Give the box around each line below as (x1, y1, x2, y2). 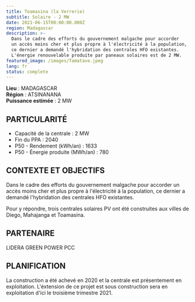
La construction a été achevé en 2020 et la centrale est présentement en (6, 277, 182, 284)
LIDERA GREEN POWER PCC (6, 244, 75, 251)
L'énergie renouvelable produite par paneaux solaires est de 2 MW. (11, 52, 182, 58)
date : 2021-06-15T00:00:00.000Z (6, 19, 85, 25)
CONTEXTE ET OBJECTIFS (6, 166, 105, 176)
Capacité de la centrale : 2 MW (14, 130, 90, 137)
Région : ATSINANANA (6, 91, 61, 98)
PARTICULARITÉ (6, 114, 67, 124)
